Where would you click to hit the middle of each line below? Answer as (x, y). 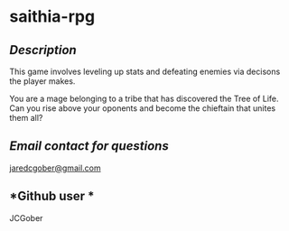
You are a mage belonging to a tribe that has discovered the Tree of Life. (144, 98)
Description (43, 50)
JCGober (26, 217)
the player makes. (42, 81)
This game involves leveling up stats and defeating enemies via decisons (145, 71)
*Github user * (52, 196)
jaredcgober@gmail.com (55, 168)
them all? (26, 118)
